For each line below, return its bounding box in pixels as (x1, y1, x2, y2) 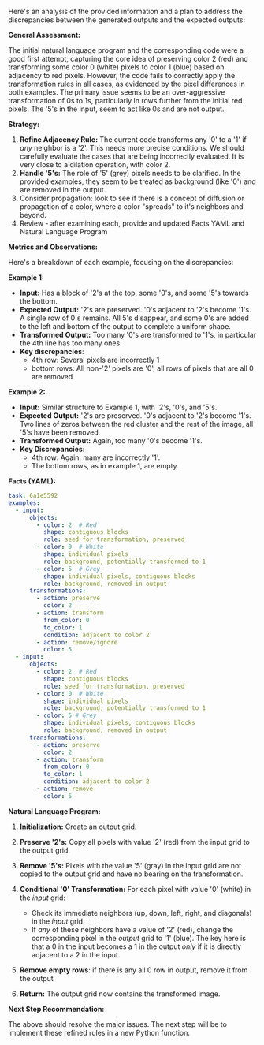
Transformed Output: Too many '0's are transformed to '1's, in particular (19, 330, 257, 339)
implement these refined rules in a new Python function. (8, 1028, 191, 1037)
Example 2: (8, 387, 46, 397)
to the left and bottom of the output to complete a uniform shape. (19, 322, 231, 330)
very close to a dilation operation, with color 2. (19, 160, 171, 169)
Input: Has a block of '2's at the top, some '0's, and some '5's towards (19, 288, 250, 297)
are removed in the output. (19, 185, 106, 194)
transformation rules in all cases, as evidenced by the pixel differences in (8, 79, 246, 88)
